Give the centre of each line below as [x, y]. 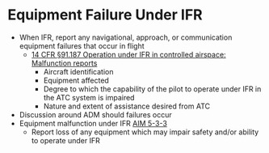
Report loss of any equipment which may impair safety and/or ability [145, 132]
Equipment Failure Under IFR [105, 15]
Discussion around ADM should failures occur [96, 114]
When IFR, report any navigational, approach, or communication [126, 37]
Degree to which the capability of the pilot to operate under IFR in [152, 89]
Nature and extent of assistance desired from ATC [127, 106]
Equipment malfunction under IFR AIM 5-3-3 [93, 123]
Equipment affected [76, 80]
